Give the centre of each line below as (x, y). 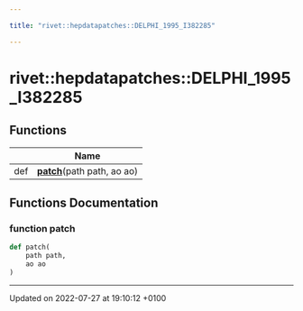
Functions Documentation (84, 203)
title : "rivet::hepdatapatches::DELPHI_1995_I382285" (113, 25)
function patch (42, 228)
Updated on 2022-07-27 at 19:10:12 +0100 (88, 297)
